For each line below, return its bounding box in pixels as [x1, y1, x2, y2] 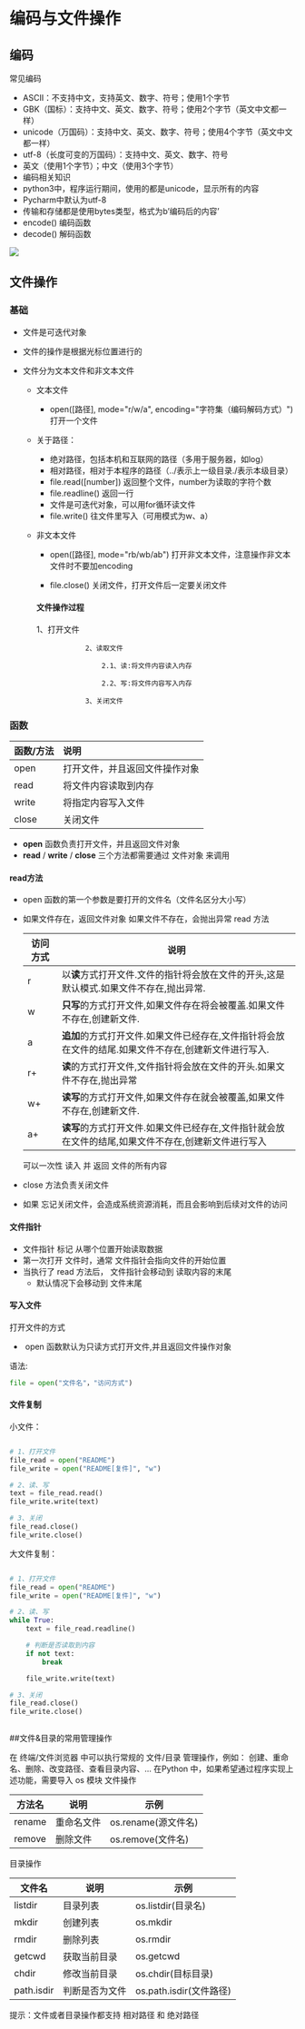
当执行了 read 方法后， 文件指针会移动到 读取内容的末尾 [22, 1266, 232, 1276]
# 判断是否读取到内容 [25, 1640, 95, 1650]
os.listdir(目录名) [134, 1899, 206, 1912]
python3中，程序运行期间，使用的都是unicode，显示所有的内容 [22, 183, 260, 193]
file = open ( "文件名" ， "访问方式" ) [9, 1378, 133, 1387]
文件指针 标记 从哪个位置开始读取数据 [22, 1243, 163, 1254]
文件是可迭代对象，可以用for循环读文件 [49, 498, 196, 509]
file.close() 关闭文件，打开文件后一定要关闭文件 [49, 579, 228, 590]
